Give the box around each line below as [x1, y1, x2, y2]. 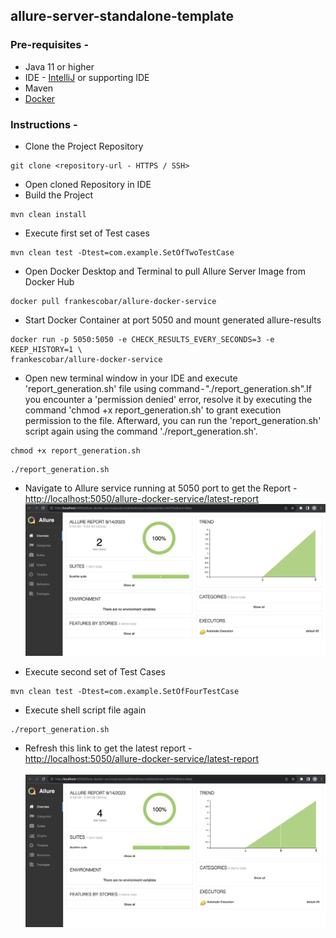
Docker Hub [24, 275, 75, 288]
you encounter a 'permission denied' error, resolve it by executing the [24, 393, 313, 405]
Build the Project [24, 189, 93, 201]
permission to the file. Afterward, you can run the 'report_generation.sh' [24, 414, 322, 426]
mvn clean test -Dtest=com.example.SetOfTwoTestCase [10, 247, 235, 258]
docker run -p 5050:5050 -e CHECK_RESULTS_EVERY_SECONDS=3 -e [10, 334, 275, 344]
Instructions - [10, 117, 78, 131]
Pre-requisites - [10, 38, 90, 52]
